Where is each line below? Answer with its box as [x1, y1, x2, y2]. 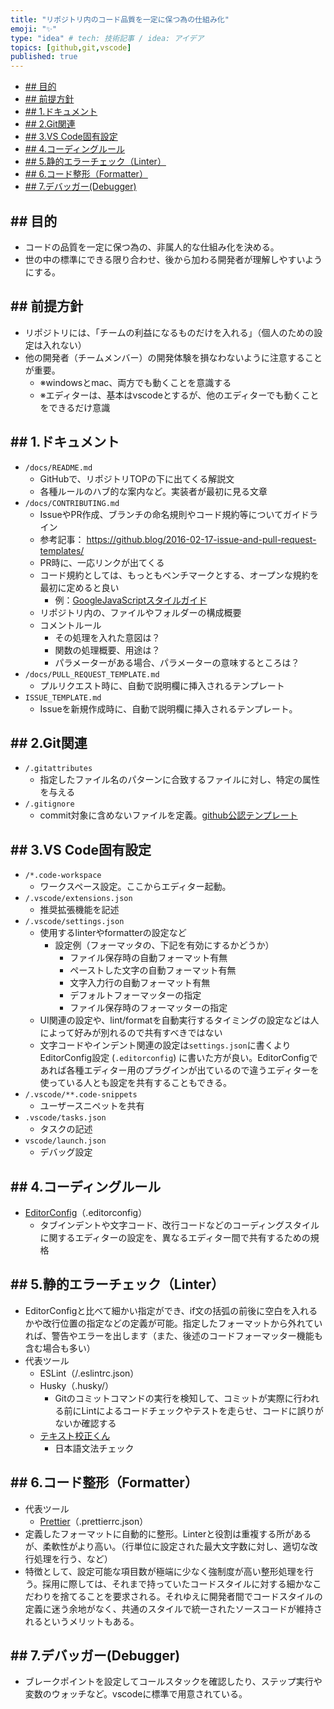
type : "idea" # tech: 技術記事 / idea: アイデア [10, 33, 205, 43]
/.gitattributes [24, 764, 93, 774]
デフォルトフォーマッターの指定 [69, 989, 202, 1001]
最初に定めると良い [39, 581, 120, 593]
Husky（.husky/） [39, 1379, 115, 1391]
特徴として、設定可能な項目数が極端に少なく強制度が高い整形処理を [24, 1565, 305, 1577]
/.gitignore [24, 799, 75, 810]
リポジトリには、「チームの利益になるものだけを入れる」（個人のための [24, 326, 315, 338]
